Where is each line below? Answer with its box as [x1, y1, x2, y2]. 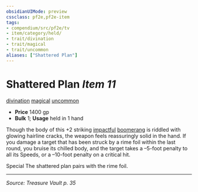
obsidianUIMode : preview [6, 8, 67, 15]
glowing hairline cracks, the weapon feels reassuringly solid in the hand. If [6, 132, 187, 139]
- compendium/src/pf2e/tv [6, 25, 70, 31]
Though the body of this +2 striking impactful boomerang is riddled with [6, 126, 181, 133]
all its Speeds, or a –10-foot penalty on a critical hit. [6, 151, 131, 158]
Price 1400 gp [14, 108, 49, 115]
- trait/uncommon [6, 47, 49, 53]
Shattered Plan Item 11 [6, 78, 116, 91]
